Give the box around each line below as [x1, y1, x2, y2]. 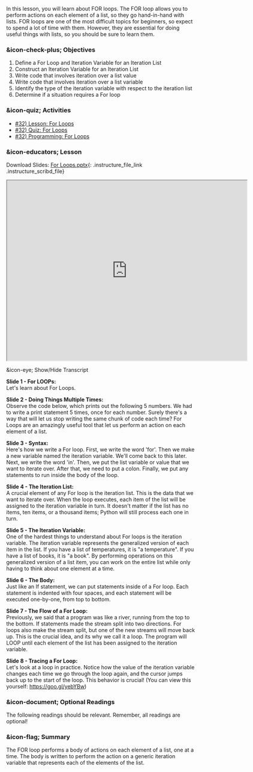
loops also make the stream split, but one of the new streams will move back [6, 626, 195, 633]
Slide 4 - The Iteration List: [6, 483, 74, 490]
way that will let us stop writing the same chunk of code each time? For [6, 415, 182, 422]
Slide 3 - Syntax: [6, 439, 49, 446]
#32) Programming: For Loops [14, 132, 90, 140]
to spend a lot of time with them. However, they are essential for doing [6, 24, 180, 31]
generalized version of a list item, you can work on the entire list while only [6, 558, 191, 565]
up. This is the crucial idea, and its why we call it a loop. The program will [6, 633, 187, 640]
